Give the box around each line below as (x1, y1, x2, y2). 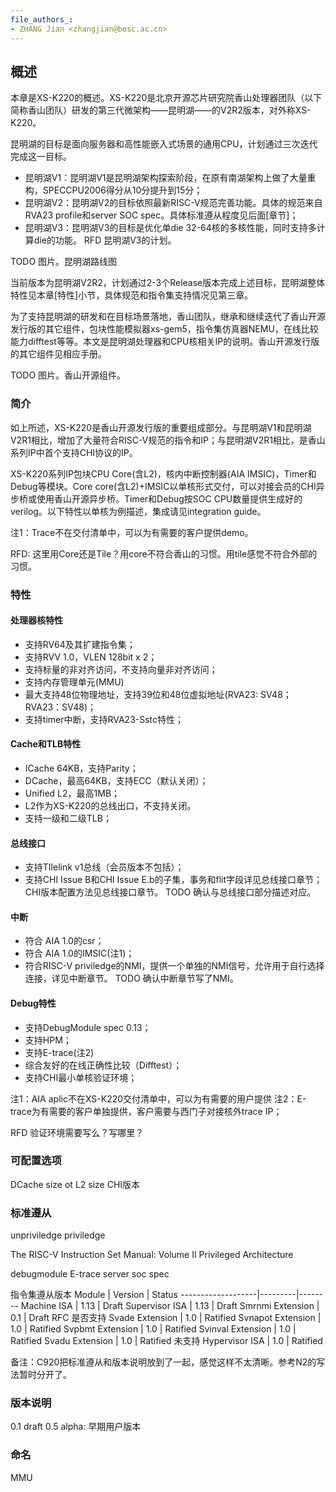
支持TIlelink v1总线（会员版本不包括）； (24, 861, 185, 873)
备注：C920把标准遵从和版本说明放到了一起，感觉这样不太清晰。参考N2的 (10, 1356, 317, 1368)
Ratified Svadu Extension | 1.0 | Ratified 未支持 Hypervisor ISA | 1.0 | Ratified (10, 1335, 323, 1347)
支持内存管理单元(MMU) (24, 676, 125, 688)
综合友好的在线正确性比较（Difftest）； (24, 1059, 183, 1071)
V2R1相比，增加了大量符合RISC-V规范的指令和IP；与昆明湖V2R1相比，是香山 (10, 434, 326, 446)
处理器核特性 (10, 614, 63, 626)
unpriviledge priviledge (10, 1229, 106, 1241)
